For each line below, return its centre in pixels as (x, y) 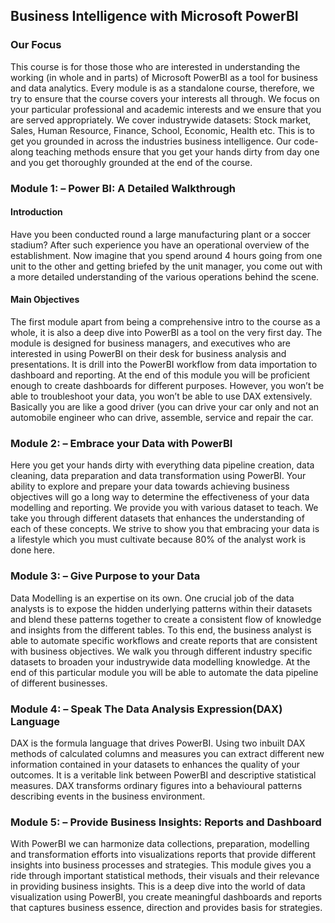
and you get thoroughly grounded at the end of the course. (131, 162)
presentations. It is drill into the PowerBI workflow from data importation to (164, 365)
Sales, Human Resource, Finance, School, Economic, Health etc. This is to (162, 130)
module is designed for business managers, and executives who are (150, 343)
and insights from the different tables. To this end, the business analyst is (161, 630)
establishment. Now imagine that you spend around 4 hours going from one (166, 255)
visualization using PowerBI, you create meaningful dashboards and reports (166, 897)
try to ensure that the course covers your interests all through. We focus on (165, 98)
